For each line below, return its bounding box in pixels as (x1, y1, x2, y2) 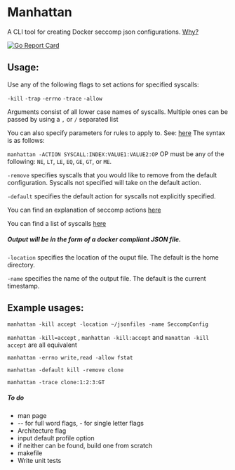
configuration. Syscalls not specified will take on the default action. (7, 178, 201, 186)
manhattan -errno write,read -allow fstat (7, 354, 133, 361)
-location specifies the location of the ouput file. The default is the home (7, 253, 220, 261)
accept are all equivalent (7, 341, 77, 349)
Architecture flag (17, 426, 67, 435)
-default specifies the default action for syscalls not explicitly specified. (7, 191, 216, 201)
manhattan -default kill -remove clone (7, 367, 124, 374)
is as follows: (7, 136, 45, 144)
